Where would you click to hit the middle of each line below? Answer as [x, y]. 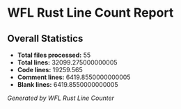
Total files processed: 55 [54, 55]
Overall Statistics [45, 39]
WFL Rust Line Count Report [90, 13]
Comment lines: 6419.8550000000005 [74, 77]
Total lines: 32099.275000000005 [67, 62]
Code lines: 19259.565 [50, 70]
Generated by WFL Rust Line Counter [61, 98]
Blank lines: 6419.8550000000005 [68, 84]
